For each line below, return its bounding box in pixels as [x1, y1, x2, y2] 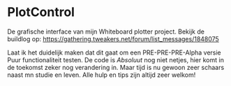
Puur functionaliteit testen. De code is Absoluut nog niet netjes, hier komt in [7, 55, 225, 64]
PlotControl [7, 4, 75, 20]
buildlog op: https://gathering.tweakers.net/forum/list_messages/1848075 [7, 34, 220, 43]
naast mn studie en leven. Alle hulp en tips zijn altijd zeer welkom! [7, 71, 196, 79]
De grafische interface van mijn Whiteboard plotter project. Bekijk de [7, 27, 204, 36]
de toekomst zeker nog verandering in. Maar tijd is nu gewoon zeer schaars [7, 63, 225, 71]
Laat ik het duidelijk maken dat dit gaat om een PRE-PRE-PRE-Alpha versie [7, 48, 221, 57]
